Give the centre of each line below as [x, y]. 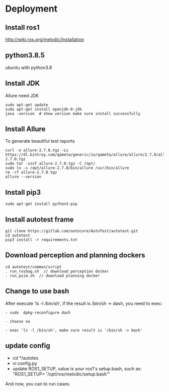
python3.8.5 [25, 55]
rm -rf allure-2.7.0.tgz [31, 173]
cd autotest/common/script [33, 267]
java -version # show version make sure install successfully [73, 114]
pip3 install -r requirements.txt [41, 240]
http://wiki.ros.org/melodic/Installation [45, 39]
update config [28, 346]
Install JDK [23, 83]
